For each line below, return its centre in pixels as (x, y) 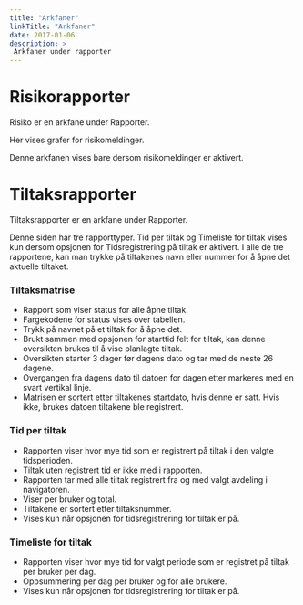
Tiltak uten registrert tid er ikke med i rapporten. (112, 470)
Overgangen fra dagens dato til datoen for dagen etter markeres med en (158, 378)
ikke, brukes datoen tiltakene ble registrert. (103, 407)
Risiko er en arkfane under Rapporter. (80, 122)
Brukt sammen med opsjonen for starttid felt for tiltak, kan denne (144, 339)
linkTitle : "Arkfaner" (52, 26)
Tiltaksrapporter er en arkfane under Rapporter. (99, 219)
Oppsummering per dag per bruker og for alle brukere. (125, 581)
